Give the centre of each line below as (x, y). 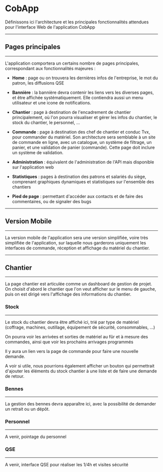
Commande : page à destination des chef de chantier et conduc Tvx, (81, 132)
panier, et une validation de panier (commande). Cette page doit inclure (83, 147)
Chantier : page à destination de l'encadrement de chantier (71, 112)
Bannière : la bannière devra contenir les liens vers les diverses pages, (83, 92)
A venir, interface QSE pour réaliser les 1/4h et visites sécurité (67, 464)
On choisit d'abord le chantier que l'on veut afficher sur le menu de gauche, (81, 289)
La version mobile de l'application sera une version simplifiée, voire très (77, 237)
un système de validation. (38, 152)
